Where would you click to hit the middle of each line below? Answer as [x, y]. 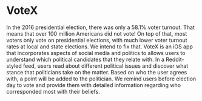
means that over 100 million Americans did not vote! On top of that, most [97, 33]
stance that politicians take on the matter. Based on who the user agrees [97, 72]
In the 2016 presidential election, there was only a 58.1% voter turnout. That [101, 27]
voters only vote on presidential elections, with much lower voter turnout [97, 40]
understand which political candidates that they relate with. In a [86, 59]
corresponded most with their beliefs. [53, 91]
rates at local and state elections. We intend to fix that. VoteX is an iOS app [99, 47]
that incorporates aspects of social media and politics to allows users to [96, 53]
